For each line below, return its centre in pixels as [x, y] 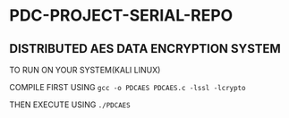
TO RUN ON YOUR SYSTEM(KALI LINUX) [85, 70]
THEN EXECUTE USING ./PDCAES [70, 105]
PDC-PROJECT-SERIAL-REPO [121, 16]
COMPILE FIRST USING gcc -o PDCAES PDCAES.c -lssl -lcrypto [127, 87]
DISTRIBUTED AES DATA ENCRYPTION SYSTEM [145, 49]
